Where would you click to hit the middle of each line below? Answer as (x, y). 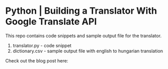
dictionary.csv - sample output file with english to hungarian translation (88, 51)
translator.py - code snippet (42, 45)
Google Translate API (51, 22)
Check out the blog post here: (37, 60)
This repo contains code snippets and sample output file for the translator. (83, 36)
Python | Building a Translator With (81, 11)
